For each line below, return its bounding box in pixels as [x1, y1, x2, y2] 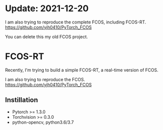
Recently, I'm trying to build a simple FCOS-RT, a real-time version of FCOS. [5, 67, 159, 73]
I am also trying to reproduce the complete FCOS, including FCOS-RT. [5, 19, 146, 25]
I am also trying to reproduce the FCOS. [5, 76, 85, 82]
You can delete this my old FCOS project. [5, 34, 88, 40]
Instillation [5, 96, 38, 104]
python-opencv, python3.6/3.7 [12, 119, 74, 125]
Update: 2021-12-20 [5, 3, 89, 14]
